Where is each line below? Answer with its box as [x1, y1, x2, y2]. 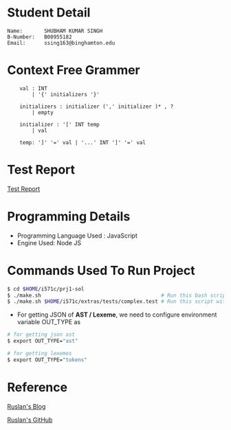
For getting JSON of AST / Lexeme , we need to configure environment [16, 310, 217, 319]
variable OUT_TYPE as [16, 318, 81, 326]
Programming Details [7, 209, 131, 224]
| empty [32, 109, 54, 116]
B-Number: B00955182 [7, 33, 72, 41]
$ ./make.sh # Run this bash [7, 292, 208, 299]
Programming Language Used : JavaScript [16, 231, 137, 240]
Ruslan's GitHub [7, 416, 53, 424]
